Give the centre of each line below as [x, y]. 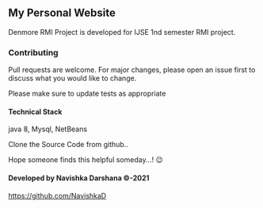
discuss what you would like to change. [72, 78]
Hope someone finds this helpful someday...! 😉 [86, 160]
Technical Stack [35, 112]
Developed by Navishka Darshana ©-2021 [79, 178]
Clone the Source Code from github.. [68, 145]
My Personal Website [62, 13]
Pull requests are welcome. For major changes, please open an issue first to [132, 70]
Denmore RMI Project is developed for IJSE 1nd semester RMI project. [122, 32]
